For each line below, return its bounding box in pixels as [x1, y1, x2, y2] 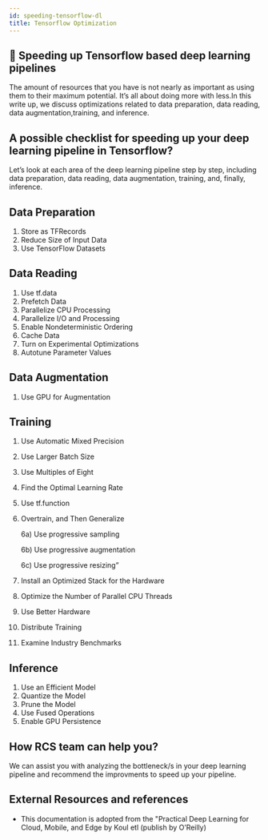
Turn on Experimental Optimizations [20, 339, 139, 348]
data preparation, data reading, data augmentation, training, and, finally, [9, 174, 246, 183]
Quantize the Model [20, 691, 86, 701]
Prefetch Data [20, 296, 67, 306]
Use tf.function [20, 498, 70, 508]
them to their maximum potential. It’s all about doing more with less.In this [9, 91, 251, 101]
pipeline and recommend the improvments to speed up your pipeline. [9, 770, 237, 779]
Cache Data [20, 330, 60, 340]
